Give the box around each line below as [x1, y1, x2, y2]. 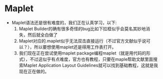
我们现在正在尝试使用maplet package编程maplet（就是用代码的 [19, 50, 147, 56]
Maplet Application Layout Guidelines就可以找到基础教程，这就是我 [23, 62, 158, 68]
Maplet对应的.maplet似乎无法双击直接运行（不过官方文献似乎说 [19, 38, 146, 44]
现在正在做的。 [19, 68, 49, 74]
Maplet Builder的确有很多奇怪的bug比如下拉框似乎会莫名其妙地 [19, 25, 146, 32]
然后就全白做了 [27, 32, 58, 38]
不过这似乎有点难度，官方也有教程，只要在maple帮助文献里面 [29, 56, 153, 62]
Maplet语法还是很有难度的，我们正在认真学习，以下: [11, 20, 117, 25]
